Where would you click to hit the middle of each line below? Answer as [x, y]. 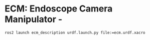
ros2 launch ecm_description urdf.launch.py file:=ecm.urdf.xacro [75, 32]
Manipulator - [34, 19]
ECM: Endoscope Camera [59, 9]
